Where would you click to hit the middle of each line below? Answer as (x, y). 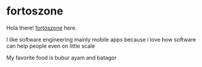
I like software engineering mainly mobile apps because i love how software (101, 39)
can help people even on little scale (51, 46)
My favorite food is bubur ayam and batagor (61, 57)
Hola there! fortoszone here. (42, 28)
